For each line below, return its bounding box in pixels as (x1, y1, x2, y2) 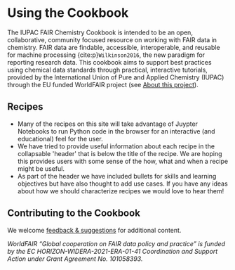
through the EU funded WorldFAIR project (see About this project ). (7, 80, 199, 89)
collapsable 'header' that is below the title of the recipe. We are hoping (17, 149, 222, 157)
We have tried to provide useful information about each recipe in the (17, 142, 215, 150)
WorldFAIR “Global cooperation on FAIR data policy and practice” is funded (7, 239, 226, 247)
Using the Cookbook (7, 5, 129, 21)
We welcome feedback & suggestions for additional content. (7, 226, 182, 234)
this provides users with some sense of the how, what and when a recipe (17, 157, 229, 165)
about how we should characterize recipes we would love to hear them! (17, 186, 224, 195)
